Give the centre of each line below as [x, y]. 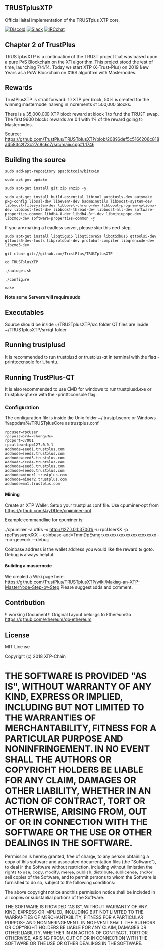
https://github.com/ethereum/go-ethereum [48, 619]
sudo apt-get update [26, 180]
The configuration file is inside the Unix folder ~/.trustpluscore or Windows [80, 418]
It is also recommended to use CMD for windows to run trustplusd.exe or [78, 389]
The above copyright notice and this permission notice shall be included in [80, 892]
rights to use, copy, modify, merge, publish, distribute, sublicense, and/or [79, 872]
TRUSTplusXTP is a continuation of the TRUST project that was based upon [81, 56]
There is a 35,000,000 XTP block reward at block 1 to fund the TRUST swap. [82, 114]
